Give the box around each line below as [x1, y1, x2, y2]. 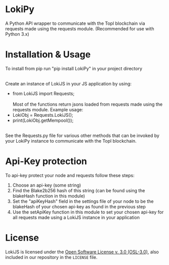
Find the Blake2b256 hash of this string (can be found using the [12, 187, 145, 193]
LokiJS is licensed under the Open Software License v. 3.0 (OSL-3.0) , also [5, 249, 159, 255]
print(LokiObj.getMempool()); [12, 117, 74, 123]
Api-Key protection [5, 156, 87, 167]
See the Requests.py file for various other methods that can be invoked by [5, 132, 160, 139]
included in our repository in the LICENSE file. [5, 254, 97, 260]
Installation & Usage [5, 49, 91, 60]
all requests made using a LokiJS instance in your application [12, 214, 140, 220]
